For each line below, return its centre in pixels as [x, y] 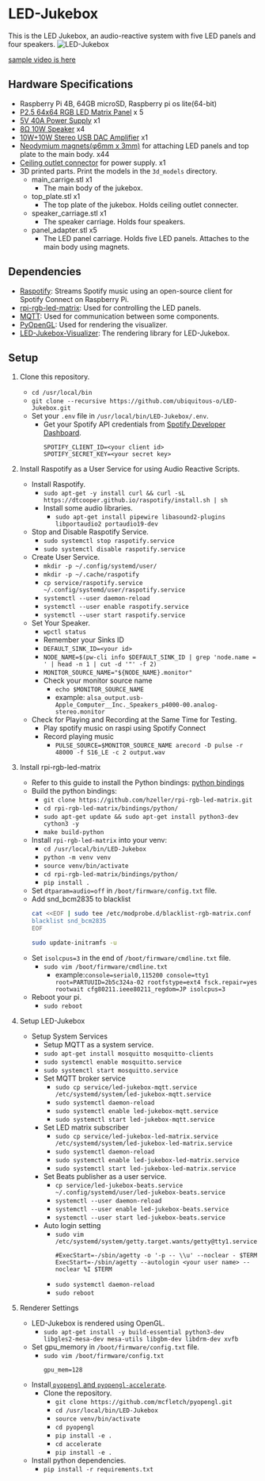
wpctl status [65, 632]
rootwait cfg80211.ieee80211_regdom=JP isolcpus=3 [140, 989]
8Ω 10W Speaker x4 [52, 128]
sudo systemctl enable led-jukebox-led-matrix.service [147, 1160]
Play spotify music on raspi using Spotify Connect [125, 728]
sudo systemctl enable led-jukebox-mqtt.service [137, 1111]
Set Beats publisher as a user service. [105, 1176]
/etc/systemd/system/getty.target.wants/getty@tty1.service [156, 1242]
